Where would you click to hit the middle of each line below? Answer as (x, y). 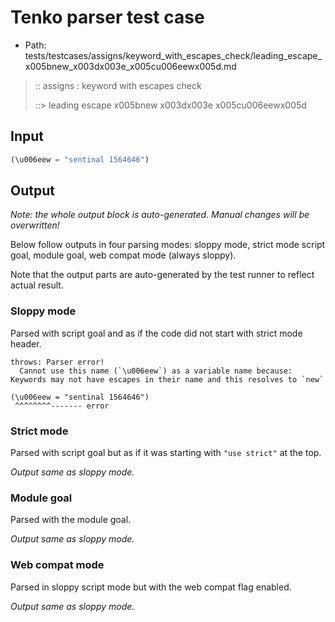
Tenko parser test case (107, 17)
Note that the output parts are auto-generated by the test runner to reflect (162, 275)
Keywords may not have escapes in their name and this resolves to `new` (167, 379)
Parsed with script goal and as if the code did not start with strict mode (156, 333)
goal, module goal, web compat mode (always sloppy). (123, 255)
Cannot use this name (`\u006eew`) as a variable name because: (156, 371)
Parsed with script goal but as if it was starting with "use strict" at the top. (166, 453)
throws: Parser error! (57, 362)
